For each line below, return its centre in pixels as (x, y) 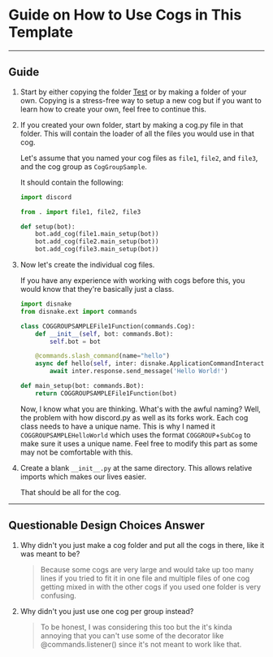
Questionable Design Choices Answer (106, 526)
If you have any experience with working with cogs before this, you (132, 281)
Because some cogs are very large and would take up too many (147, 569)
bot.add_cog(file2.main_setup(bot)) (97, 241)
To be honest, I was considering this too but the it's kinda (136, 627)
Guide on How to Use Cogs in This (125, 15)
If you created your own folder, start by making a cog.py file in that (132, 124)
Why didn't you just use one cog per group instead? (107, 611)
